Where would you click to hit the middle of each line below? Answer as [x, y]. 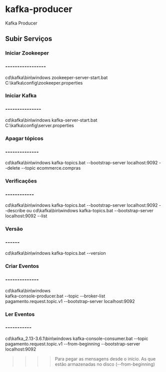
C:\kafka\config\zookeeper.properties [44, 83]
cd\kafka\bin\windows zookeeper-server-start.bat [56, 77]
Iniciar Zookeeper [27, 53]
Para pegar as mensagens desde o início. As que [105, 358]
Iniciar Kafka [21, 96]
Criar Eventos [22, 266]
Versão [14, 229]
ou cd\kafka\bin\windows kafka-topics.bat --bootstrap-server [90, 211]
